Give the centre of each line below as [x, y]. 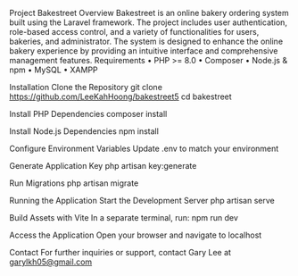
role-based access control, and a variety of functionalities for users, [134, 32]
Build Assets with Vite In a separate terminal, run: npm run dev [124, 217]
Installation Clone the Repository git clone [86, 87]
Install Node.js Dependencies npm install [84, 131]
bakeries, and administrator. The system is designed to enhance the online [146, 41]
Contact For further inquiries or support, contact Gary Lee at [120, 252]
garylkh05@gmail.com [51, 262]
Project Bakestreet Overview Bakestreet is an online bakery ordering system [149, 13]
